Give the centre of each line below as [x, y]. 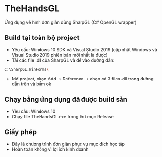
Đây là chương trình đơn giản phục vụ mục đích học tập [68, 144]
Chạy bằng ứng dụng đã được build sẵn [66, 99]
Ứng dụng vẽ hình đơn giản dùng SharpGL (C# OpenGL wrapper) [71, 22]
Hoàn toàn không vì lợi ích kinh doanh [50, 149]
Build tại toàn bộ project [42, 38]
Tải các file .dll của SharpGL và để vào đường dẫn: [63, 60]
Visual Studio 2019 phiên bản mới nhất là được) [60, 55]
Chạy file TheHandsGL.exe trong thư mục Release [63, 117]
